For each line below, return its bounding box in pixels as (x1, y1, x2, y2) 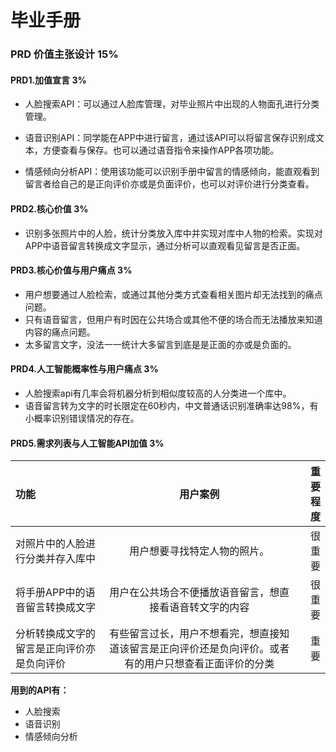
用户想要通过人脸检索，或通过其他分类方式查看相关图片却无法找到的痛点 (24, 288, 323, 300)
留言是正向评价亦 (15, 642, 97, 656)
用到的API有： (10, 684, 70, 696)
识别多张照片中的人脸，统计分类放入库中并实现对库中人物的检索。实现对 (24, 227, 323, 239)
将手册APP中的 (15, 586, 86, 600)
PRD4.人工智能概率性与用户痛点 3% (10, 363, 159, 375)
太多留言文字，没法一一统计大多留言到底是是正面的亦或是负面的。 (24, 338, 297, 350)
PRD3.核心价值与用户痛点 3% (10, 264, 133, 276)
